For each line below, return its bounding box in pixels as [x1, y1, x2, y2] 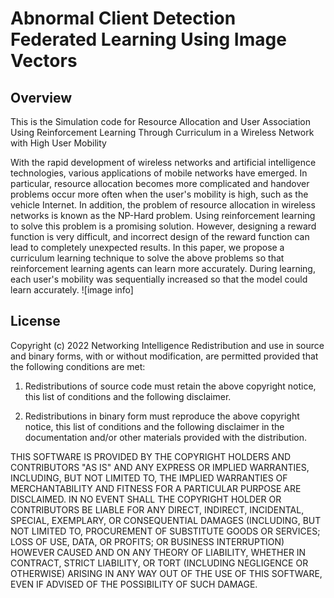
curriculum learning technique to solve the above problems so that [10, 252, 285, 264]
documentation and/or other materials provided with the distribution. [24, 431, 307, 443]
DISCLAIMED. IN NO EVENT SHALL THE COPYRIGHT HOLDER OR [10, 493, 282, 505]
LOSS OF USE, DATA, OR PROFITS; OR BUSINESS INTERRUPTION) [10, 535, 285, 547]
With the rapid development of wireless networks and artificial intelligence [10, 157, 317, 168]
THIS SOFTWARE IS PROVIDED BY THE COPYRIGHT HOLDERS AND [10, 450, 292, 462]
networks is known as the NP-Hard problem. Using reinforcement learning [10, 210, 316, 221]
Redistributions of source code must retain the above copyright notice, [24, 380, 317, 392]
